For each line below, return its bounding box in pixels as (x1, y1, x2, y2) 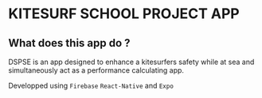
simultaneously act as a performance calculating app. (8, 66, 185, 75)
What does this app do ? (8, 36, 131, 50)
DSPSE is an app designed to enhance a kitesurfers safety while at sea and (8, 57, 255, 66)
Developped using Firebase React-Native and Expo (8, 81, 174, 90)
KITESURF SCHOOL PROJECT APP (8, 5, 240, 23)
